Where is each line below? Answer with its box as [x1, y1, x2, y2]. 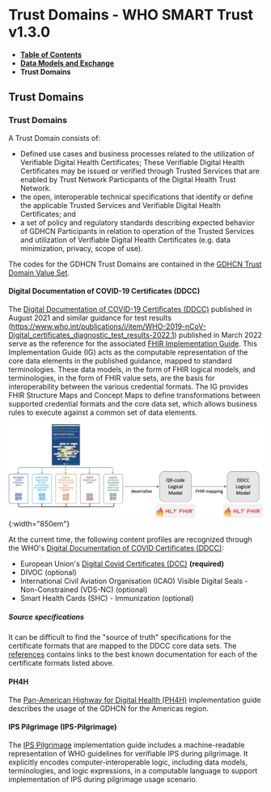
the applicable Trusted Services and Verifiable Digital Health [19, 200, 221, 210]
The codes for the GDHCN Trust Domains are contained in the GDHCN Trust [8, 259, 262, 269]
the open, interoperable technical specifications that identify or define [19, 192, 253, 202]
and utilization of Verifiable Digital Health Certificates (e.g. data [19, 235, 231, 245]
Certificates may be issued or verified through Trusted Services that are [19, 166, 260, 176]
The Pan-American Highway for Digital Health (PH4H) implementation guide [8, 695, 261, 705]
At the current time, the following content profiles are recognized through [8, 534, 252, 544]
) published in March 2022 [173, 330, 263, 339]
